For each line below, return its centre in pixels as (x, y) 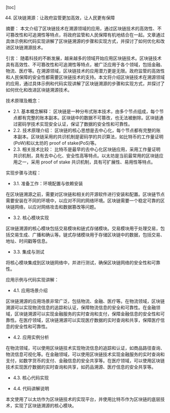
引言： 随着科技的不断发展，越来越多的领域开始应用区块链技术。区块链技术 (84, 58)
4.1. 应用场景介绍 (30, 290)
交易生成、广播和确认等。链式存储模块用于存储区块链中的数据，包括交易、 (87, 235)
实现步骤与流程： (23, 173)
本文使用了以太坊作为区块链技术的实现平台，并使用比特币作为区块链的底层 (83, 399)
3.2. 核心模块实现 (31, 218)
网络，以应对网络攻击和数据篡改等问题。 (56, 207)
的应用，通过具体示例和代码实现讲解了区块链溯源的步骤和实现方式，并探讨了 (85, 84)
